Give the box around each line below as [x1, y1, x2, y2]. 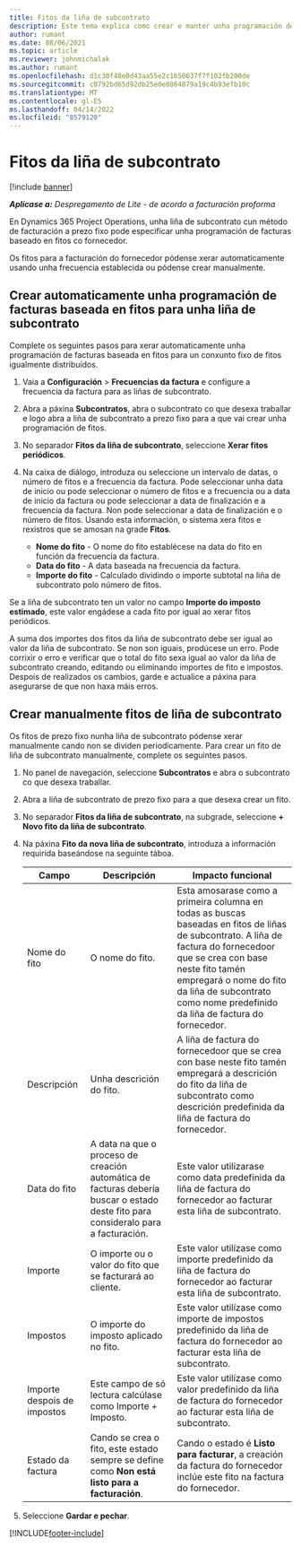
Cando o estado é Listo [176, 1437, 276, 1449]
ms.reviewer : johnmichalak [9, 55, 110, 64]
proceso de [90, 1149, 139, 1161]
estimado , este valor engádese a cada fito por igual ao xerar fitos [9, 606, 252, 617]
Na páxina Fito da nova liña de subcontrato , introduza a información [21, 838, 276, 848]
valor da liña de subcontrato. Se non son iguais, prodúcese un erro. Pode [9, 642, 279, 653]
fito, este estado [90, 1442, 159, 1455]
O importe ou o [90, 1247, 154, 1260]
